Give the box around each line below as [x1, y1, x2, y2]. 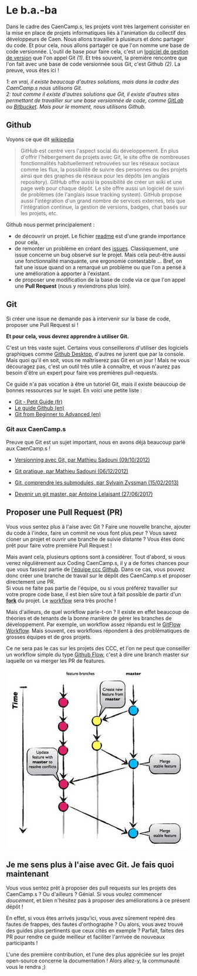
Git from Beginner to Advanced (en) [14, 410, 101, 417]
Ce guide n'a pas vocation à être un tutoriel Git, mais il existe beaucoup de [6, 380, 186, 387]
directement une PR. [6, 578, 56, 585]
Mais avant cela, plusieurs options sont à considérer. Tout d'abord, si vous [6, 553, 186, 560]
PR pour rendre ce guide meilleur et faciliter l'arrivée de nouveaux [6, 933, 165, 941]
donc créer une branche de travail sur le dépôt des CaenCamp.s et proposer [6, 571, 191, 579]
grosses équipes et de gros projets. [6, 633, 92, 640]
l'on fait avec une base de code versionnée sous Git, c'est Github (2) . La [6, 60, 181, 68]
